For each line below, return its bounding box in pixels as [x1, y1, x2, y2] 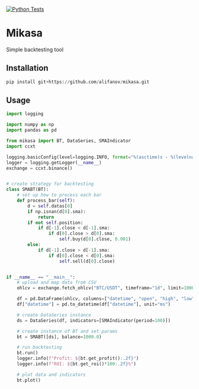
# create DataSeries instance [17, 312, 92, 318]
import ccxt [6, 143, 36, 149]
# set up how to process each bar [17, 192, 102, 198]
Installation [6, 63, 49, 74]
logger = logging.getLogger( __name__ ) [6, 160, 102, 165]
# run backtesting [17, 345, 62, 350]
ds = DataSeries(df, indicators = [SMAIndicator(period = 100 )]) [17, 317, 171, 323]
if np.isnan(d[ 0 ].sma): [27, 208, 86, 215]
